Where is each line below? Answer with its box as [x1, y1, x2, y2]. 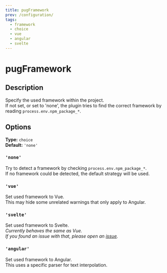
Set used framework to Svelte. [5, 222, 69, 228]
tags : [5, 17, 17, 22]
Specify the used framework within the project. [5, 97, 105, 103]
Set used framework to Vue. [5, 193, 65, 200]
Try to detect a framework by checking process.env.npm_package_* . [5, 165, 147, 171]
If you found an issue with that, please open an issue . [5, 233, 118, 239]
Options [5, 123, 32, 131]
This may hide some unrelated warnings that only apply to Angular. [5, 199, 146, 205]
